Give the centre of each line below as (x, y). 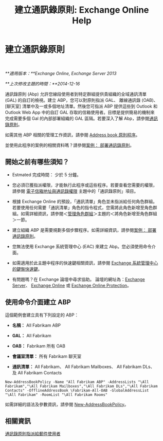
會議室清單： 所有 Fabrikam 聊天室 (47, 356)
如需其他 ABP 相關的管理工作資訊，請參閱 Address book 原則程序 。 (72, 135)
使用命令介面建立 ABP (38, 302)
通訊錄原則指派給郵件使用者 (33, 434)
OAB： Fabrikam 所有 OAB (39, 346)
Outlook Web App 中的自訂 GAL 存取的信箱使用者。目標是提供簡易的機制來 (80, 112)
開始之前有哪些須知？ (37, 162)
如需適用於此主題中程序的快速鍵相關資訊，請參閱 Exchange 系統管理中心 (85, 263)
